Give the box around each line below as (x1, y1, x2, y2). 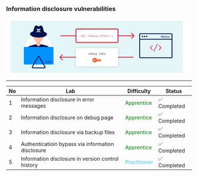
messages (21, 102, 46, 109)
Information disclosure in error (21, 96, 95, 103)
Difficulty (127, 87, 151, 94)
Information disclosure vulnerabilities (6, 5, 116, 13)
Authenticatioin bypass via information (21, 141, 114, 148)
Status (165, 87, 183, 94)
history (21, 161, 38, 169)
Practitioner (124, 158, 154, 165)
